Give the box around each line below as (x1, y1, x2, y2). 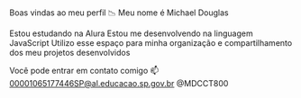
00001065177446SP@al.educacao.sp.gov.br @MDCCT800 (9, 78, 229, 88)
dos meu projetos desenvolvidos (9, 48, 131, 58)
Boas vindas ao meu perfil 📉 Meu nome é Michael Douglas (9, 7, 229, 18)
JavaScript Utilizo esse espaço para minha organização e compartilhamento (9, 38, 293, 48)
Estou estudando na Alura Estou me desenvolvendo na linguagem (9, 28, 254, 39)
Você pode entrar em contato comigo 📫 (9, 66, 160, 76)
